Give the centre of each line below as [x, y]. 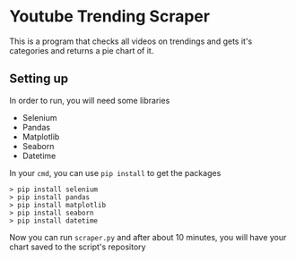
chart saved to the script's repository [78, 247]
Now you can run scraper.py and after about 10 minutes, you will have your [148, 237]
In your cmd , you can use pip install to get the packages [115, 173]
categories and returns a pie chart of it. [82, 50]
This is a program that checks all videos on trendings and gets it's [131, 41]
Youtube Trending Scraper [110, 17]
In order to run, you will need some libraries [90, 100]
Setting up [39, 79]
